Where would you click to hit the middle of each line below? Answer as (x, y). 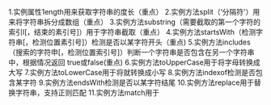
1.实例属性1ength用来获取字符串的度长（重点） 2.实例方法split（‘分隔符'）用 (134, 12)
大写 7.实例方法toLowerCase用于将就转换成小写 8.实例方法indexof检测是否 (132, 72)
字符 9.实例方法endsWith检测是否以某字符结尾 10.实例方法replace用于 (138, 82)
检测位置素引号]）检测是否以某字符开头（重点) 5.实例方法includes (141, 42)
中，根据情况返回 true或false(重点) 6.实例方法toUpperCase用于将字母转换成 (134, 62)
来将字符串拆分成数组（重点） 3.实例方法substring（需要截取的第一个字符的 (135, 22)
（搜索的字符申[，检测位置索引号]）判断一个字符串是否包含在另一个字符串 (131, 52)
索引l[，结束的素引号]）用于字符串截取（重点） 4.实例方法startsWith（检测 (132, 32)
